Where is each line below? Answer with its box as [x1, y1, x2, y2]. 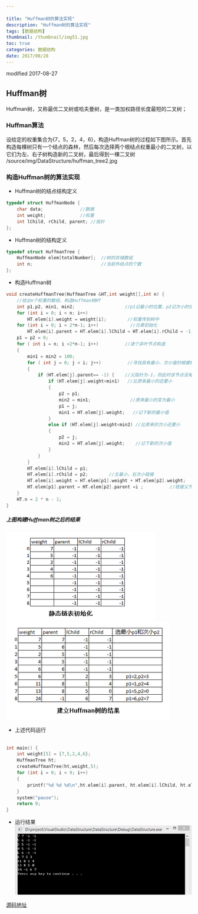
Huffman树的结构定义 [14, 236, 67, 243]
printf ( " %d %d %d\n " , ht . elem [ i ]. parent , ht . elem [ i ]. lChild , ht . [27, 782, 189, 788]
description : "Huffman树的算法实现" [6, 22, 91, 28]
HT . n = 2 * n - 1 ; [16, 496, 62, 502]
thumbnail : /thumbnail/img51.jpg [6, 34, 88, 41]
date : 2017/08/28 [6, 53, 49, 59]
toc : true [6, 41, 31, 47]
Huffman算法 [6, 121, 44, 130]
